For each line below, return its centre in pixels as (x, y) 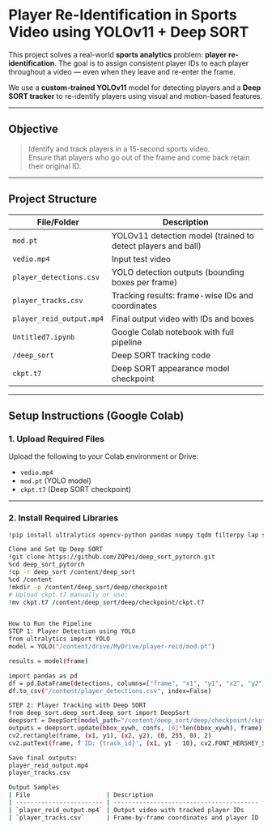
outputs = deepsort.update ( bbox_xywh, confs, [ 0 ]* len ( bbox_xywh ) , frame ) (136, 728)
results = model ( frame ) (49, 661)
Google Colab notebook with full (173, 332)
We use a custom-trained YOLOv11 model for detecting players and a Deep (135, 88)
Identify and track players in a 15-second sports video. (119, 148)
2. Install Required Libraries (64, 518)
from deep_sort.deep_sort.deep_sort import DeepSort (99, 713)
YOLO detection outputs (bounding (178, 272)
